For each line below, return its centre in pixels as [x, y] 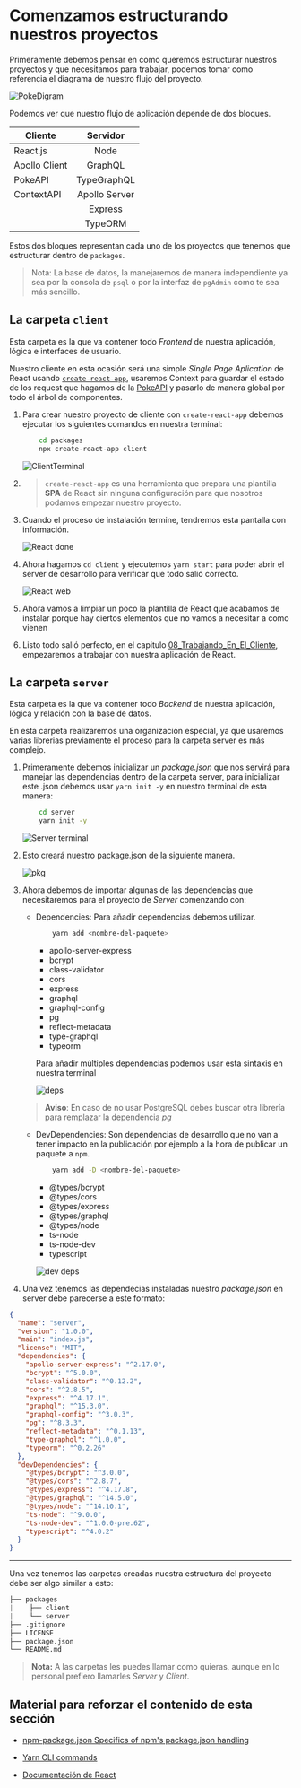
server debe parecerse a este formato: [94, 1298]
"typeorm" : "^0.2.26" [65, 1448]
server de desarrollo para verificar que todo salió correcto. [130, 573]
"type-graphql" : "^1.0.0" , [76, 1439]
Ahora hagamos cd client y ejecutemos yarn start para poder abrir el [153, 564]
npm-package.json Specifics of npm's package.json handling [135, 1740]
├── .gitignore [38, 1625]
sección [32, 1718]
